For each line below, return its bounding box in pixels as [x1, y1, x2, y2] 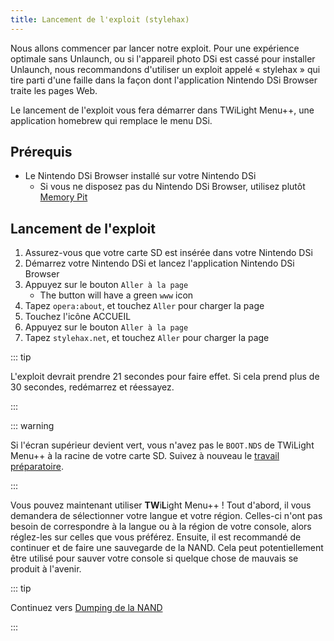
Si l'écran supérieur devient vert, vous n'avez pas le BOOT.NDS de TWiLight [10, 439, 315, 451]
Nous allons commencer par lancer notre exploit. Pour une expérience [10, 42, 300, 54]
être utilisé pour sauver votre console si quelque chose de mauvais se [10, 552, 299, 565]
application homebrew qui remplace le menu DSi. [10, 114, 213, 126]
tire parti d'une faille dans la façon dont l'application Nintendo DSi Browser [10, 74, 318, 86]
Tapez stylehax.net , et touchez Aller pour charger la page [24, 332, 270, 344]
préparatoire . [10, 461, 64, 473]
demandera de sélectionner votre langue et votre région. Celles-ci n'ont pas [10, 510, 323, 522]
